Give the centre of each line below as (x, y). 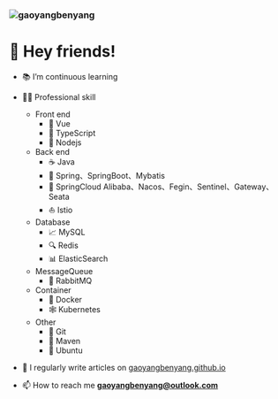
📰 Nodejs (65, 142)
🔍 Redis (64, 245)
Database (53, 222)
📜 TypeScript (72, 133)
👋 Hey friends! (63, 52)
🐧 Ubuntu (65, 350)
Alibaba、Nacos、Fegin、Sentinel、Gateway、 (188, 187)
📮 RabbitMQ (70, 280)
